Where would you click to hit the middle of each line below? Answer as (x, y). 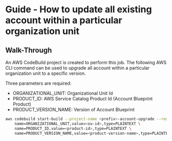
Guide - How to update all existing (79, 9)
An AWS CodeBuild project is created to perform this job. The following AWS (86, 62)
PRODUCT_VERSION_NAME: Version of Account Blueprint (73, 109)
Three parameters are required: (38, 83)
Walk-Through (29, 50)
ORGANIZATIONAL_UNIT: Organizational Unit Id (63, 93)
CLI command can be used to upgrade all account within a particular (78, 68)
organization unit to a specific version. (46, 73)
